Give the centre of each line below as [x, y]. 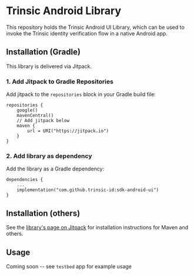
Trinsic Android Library [64, 11]
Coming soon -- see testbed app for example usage [69, 266]
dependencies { [25, 180]
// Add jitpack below [43, 121]
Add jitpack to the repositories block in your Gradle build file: [81, 94]
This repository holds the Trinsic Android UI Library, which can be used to [96, 27]
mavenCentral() [35, 116]
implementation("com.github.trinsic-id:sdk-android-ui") [88, 190]
